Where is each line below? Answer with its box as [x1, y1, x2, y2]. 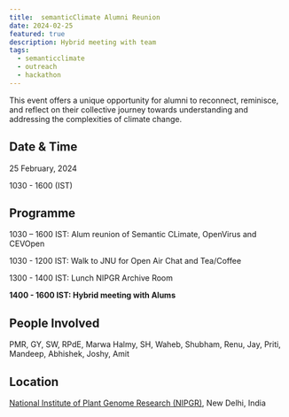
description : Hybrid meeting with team [9, 37, 157, 47]
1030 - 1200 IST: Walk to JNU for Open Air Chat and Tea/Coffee [9, 256, 242, 266]
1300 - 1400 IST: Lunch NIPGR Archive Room [9, 273, 174, 283]
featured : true [9, 29, 66, 38]
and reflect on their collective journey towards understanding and [9, 104, 248, 115]
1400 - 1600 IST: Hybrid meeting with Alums [9, 290, 176, 301]
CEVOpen [9, 238, 45, 249]
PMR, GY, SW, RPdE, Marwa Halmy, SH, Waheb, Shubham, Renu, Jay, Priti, [9, 339, 281, 350]
